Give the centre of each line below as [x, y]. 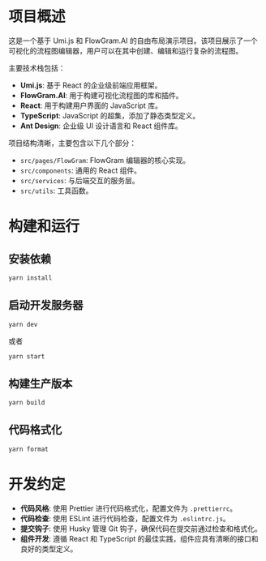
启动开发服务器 [46, 305]
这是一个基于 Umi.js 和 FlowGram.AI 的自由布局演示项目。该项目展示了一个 [133, 41]
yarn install [30, 278]
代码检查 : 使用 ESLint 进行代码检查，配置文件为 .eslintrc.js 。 [125, 518]
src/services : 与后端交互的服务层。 [79, 180]
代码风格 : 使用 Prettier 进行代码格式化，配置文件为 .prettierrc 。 [129, 508]
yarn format [28, 449]
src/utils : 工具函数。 [56, 191]
